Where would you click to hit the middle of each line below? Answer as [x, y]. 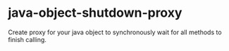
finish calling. [27, 39]
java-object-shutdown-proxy [95, 13]
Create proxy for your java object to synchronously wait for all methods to [115, 32]
